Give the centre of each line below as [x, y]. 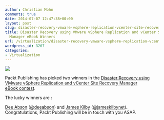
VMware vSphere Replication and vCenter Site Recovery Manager [71, 83]
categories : [17, 50]
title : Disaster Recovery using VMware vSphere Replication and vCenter [81, 32]
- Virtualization [23, 55]
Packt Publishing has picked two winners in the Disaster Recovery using [77, 78]
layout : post [18, 23]
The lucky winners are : [29, 98]
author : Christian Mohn [29, 10]
